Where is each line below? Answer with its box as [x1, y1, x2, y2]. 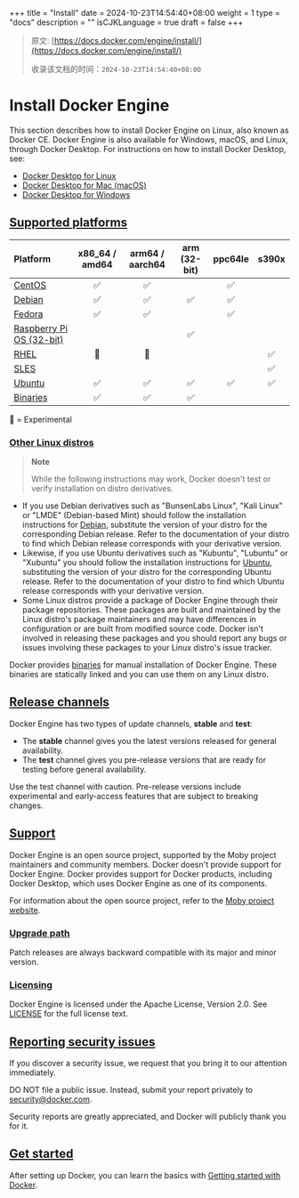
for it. [9, 1121, 29, 1131]
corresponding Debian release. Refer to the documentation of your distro [21, 529, 290, 539]
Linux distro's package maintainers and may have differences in [21, 614, 256, 625]
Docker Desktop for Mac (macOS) [21, 180, 147, 190]
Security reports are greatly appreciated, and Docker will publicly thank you [9, 1112, 287, 1122]
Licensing [9, 978, 53, 991]
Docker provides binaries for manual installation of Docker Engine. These [9, 660, 278, 670]
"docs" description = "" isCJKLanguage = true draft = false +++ [9, 17, 244, 28]
